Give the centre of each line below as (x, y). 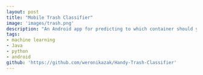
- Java (14, 46)
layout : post (23, 12)
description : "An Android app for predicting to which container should (100, 29)
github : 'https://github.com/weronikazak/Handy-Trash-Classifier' (92, 62)
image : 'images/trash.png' (40, 23)
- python (17, 51)
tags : (13, 34)
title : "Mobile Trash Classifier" (50, 18)
